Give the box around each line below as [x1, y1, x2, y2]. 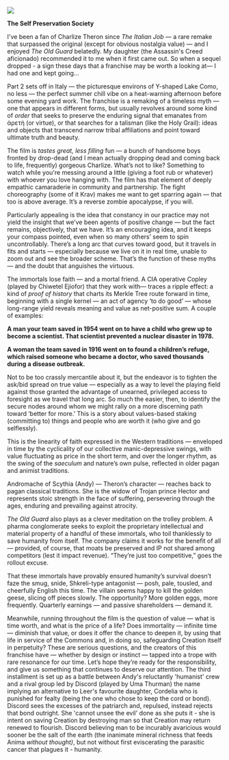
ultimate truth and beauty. [7, 134, 80, 141]
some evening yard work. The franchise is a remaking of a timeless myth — [7, 97, 219, 105]
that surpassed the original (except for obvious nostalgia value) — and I [7, 40, 208, 48]
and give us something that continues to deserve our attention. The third [7, 665, 211, 673]
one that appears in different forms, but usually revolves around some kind [7, 104, 217, 112]
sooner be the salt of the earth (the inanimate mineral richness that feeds [7, 731, 213, 739]
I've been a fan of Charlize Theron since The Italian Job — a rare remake [7, 33, 213, 40]
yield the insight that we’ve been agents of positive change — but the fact [7, 218, 215, 226]
